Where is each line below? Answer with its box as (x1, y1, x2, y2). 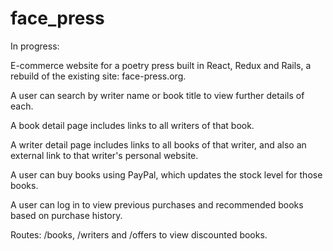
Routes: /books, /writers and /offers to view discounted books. (10, 228, 268, 241)
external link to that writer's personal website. (10, 149, 199, 161)
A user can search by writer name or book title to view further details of (10, 89, 305, 101)
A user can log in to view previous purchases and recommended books (10, 198, 304, 211)
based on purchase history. (10, 209, 123, 221)
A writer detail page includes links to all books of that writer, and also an (10, 138, 307, 151)
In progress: (10, 40, 60, 52)
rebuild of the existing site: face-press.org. (10, 70, 187, 82)
